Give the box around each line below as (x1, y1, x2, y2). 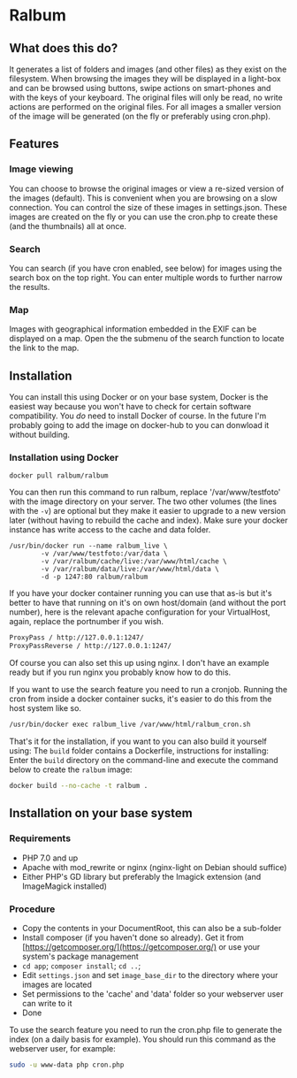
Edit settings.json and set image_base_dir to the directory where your (21, 969, 278, 980)
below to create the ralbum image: (9, 764, 133, 775)
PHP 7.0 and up (21, 852, 79, 863)
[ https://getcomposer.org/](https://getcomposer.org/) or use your (21, 941, 261, 952)
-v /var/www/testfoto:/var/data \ (41, 549, 168, 558)
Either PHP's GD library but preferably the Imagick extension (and (21, 871, 262, 882)
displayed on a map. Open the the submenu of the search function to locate (9, 333, 285, 344)
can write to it (21, 998, 72, 1008)
